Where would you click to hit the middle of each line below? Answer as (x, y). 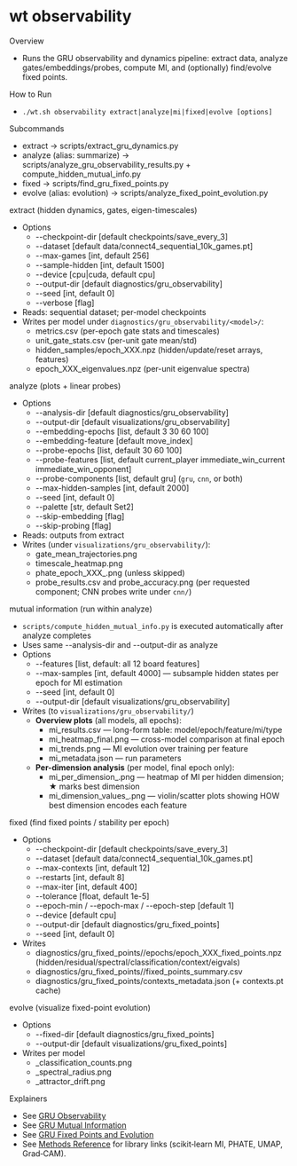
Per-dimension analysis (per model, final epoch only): (135, 767)
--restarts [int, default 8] (80, 877)
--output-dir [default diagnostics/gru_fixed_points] (127, 924)
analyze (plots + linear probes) (65, 386)
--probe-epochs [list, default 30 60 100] (109, 450)
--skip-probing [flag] (73, 525)
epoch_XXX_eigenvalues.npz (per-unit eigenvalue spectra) (143, 368)
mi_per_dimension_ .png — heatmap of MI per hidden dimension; (166, 776)
